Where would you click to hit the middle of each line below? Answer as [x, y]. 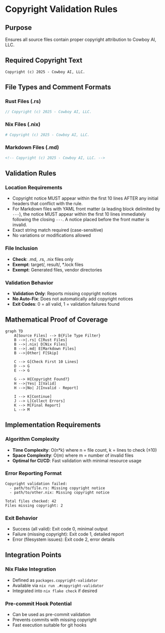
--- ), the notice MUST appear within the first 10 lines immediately [79, 214]
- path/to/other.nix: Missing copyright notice [60, 492]
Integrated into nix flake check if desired [55, 591]
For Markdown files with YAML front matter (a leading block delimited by [86, 209]
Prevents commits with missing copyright [54, 620]
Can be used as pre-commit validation [51, 615]
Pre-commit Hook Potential [38, 604]
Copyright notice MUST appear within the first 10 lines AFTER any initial [85, 198]
